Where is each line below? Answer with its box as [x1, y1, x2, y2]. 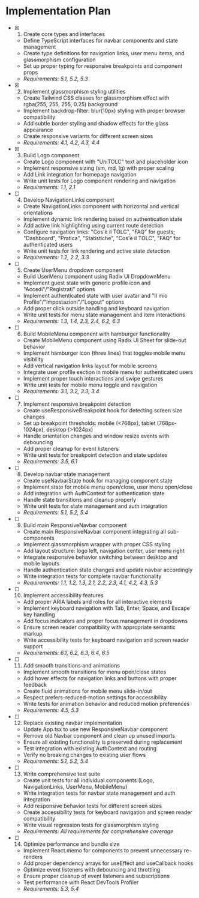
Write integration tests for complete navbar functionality [23, 572, 162, 580]
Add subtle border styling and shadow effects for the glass [23, 119, 169, 127]
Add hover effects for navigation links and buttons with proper [23, 674, 177, 682]
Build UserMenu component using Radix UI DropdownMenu [23, 273, 171, 280]
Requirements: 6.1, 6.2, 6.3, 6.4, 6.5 [23, 649, 110, 656]
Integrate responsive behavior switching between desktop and [23, 553, 178, 561]
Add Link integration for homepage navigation [23, 170, 137, 178]
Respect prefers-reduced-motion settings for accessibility [23, 693, 167, 701]
